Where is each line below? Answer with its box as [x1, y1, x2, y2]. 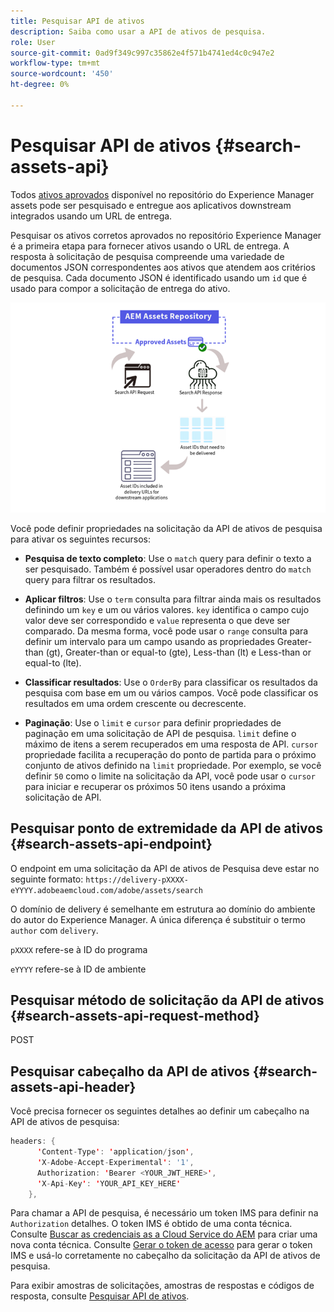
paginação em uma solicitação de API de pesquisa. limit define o [24, 727, 297, 739]
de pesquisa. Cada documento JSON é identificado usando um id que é [10, 271, 308, 284]
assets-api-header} [10, 1078, 137, 1095]
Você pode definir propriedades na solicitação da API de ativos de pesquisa [10, 522, 323, 534]
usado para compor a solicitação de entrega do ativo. [10, 282, 231, 294]
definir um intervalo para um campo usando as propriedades [24, 635, 275, 647]
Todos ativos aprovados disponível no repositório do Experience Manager [10, 188, 315, 200]
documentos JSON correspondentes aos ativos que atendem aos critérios [10, 261, 316, 273]
